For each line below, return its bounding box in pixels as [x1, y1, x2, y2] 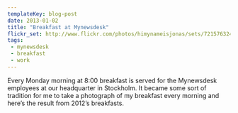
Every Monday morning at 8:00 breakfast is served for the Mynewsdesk [7, 76, 217, 85]
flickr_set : [7, 30, 42, 38]
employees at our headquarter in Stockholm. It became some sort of [7, 83, 207, 92]
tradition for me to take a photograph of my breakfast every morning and [7, 91, 220, 99]
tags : [7, 37, 23, 44]
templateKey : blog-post [7, 10, 78, 18]
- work [10, 57, 30, 64]
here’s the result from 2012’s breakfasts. [7, 99, 124, 107]
